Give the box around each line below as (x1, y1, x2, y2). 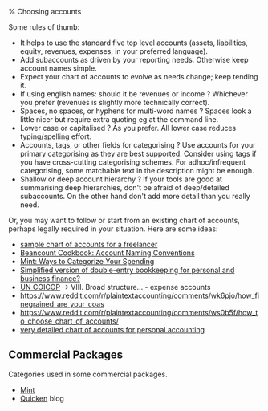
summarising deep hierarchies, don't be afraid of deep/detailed (19, 183, 230, 192)
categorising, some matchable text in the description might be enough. (19, 166, 254, 175)
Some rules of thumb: (8, 22, 80, 31)
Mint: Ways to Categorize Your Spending (19, 257, 155, 266)
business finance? (19, 274, 80, 283)
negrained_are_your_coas (19, 299, 104, 308)
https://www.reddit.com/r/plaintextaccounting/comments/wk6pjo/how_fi (19, 291, 259, 300)
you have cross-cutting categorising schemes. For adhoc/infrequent (19, 157, 246, 167)
